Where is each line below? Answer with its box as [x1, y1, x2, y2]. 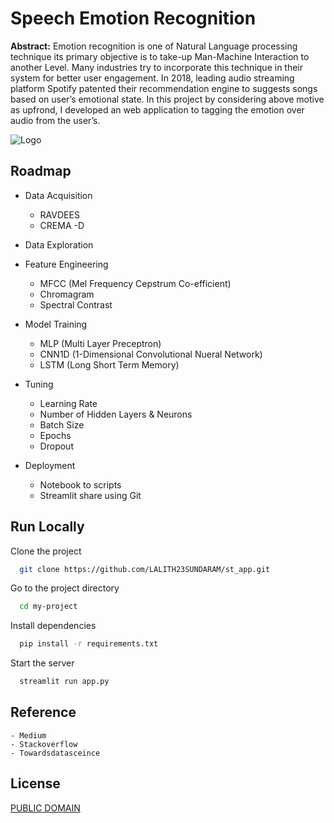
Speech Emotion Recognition [10, 7, 257, 30]
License [10, 775, 61, 792]
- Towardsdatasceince [10, 748, 101, 758]
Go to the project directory [10, 582, 120, 594]
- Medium [10, 730, 47, 741]
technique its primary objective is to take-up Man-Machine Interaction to [10, 50, 310, 62]
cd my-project [19, 602, 78, 612]
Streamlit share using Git [39, 489, 142, 501]
